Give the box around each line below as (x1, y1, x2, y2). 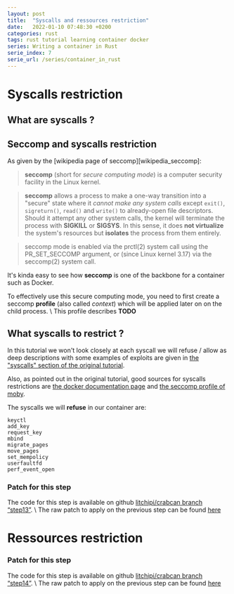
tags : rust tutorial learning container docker (7, 37, 150, 44)
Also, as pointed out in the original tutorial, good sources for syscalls (7, 374, 206, 383)
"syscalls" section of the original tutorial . (7, 361, 125, 369)
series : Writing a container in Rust (7, 43, 118, 50)
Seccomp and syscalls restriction (7, 138, 157, 150)
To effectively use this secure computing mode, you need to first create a (7, 292, 220, 301)
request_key (7, 429, 42, 436)
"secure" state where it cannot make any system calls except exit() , (24, 199, 226, 207)
